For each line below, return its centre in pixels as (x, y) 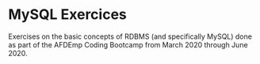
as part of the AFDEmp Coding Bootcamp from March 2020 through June (128, 44)
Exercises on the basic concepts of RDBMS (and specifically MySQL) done (130, 36)
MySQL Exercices (67, 15)
